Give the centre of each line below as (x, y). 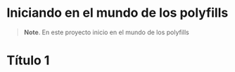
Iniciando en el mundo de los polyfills (118, 13)
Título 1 (28, 60)
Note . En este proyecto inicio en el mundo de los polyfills (106, 32)
